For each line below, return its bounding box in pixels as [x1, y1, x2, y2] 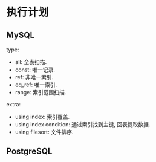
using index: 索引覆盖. [15, 113, 70, 120]
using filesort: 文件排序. [15, 128, 74, 135]
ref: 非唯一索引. [15, 74, 54, 80]
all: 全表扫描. [15, 59, 47, 65]
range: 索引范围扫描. [15, 89, 67, 96]
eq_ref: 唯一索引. [15, 81, 57, 88]
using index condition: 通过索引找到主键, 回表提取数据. [15, 121, 151, 128]
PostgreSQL [6, 146, 53, 157]
